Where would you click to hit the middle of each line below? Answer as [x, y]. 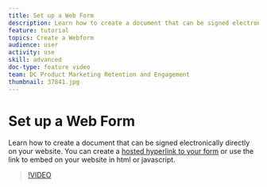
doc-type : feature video [49, 67]
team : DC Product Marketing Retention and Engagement [99, 74]
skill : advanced [35, 60]
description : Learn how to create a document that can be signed [118, 23]
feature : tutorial [39, 30]
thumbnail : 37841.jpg [44, 82]
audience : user [33, 45]
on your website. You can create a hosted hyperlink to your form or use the [131, 151]
